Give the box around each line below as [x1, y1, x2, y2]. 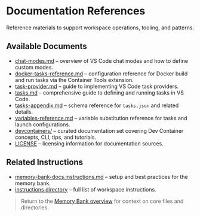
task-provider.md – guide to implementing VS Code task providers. [14, 83, 179, 90]
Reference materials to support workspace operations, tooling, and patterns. [6, 24, 195, 31]
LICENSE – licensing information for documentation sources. [14, 139, 164, 147]
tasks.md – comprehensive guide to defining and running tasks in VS [14, 89, 184, 96]
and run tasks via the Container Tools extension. [14, 76, 134, 83]
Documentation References [6, 4, 146, 18]
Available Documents [6, 41, 88, 51]
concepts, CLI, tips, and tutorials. [14, 133, 97, 141]
